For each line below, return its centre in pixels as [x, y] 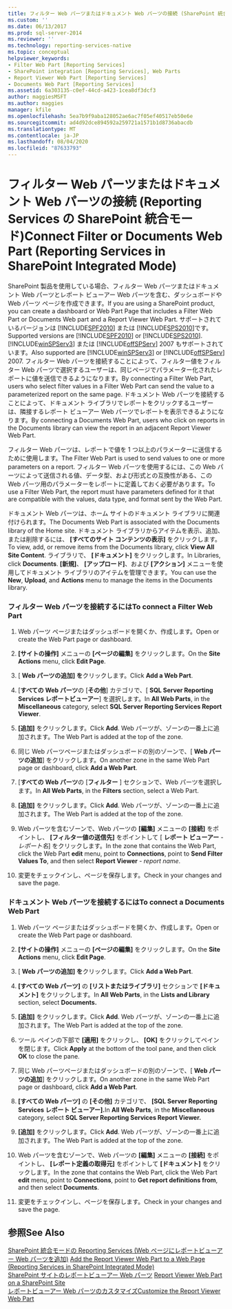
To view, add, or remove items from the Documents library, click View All [111, 547]
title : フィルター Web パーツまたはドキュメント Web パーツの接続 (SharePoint [112, 13]
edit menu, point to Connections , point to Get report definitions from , [118, 1180]
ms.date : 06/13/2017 [38, 26]
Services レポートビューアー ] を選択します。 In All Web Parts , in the [114, 699]
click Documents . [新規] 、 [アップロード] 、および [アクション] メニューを [113, 564]
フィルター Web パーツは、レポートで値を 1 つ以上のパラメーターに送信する [115, 449]
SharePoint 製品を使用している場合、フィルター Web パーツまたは [102, 286]
